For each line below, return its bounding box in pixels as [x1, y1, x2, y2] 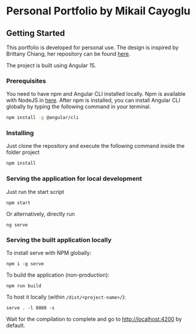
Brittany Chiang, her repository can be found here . [6, 50, 131, 57]
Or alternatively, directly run [6, 210, 75, 217]
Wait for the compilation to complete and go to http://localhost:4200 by [6, 315, 182, 323]
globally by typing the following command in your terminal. [6, 103, 151, 110]
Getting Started [6, 28, 65, 38]
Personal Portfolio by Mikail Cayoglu [6, 4, 191, 18]
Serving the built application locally [6, 235, 112, 244]
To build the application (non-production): [6, 271, 110, 278]
